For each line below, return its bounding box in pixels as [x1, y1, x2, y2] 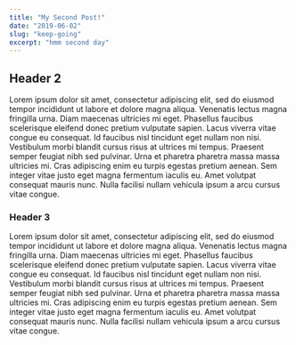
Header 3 [9, 211, 51, 223]
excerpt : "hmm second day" [9, 37, 110, 47]
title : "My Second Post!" [9, 12, 105, 22]
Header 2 [9, 70, 62, 85]
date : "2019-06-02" [9, 21, 82, 30]
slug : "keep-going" [9, 29, 82, 38]
